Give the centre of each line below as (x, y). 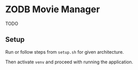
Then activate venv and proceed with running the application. (69, 62)
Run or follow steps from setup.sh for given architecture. (65, 52)
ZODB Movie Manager (53, 9)
